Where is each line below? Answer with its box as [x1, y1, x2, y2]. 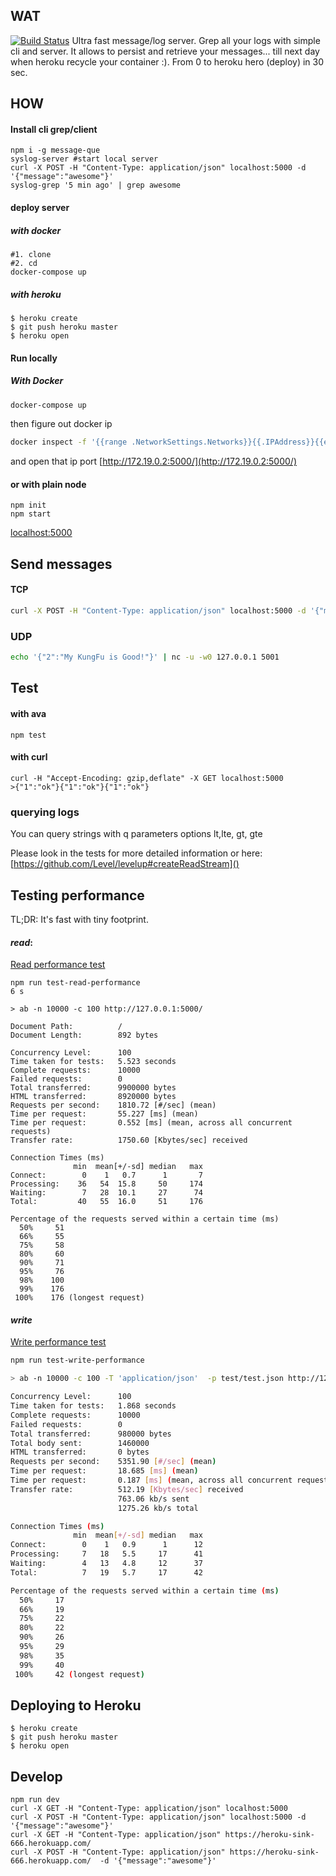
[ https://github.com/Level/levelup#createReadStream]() [10, 858, 240, 870]
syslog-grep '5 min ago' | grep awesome [10, 180, 182, 191]
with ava [10, 708, 47, 720]
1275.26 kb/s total [117, 1503, 199, 1513]
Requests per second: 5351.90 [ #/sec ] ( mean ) [10, 1457, 217, 1467]
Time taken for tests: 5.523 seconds [10, 1057, 177, 1067]
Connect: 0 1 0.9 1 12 [10, 1540, 203, 1550]
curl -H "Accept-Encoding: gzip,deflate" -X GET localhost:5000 [10, 773, 284, 783]
